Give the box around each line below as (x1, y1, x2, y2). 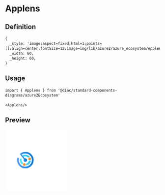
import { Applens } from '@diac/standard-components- (5, 88, 118, 93)
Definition (5, 23, 36, 31)
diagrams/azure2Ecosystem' (5, 93, 60, 97)
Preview (5, 116, 31, 125)
